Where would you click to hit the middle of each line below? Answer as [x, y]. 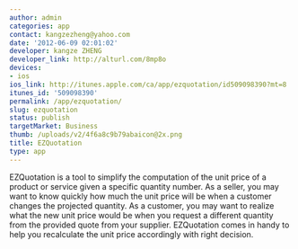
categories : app [39, 26]
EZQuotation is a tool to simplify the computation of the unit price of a [138, 177]
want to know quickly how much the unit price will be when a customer [140, 196]
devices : [26, 68]
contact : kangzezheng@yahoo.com [70, 34]
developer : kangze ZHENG [56, 51]
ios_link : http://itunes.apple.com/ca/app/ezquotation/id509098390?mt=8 [148, 84]
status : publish [39, 118]
